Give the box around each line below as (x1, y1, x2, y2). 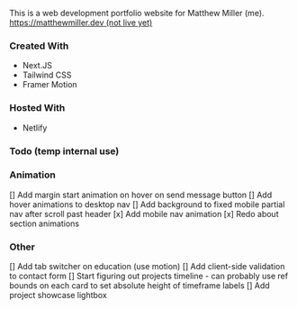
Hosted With (9, 102, 66, 114)
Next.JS (22, 60, 52, 71)
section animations (9, 218, 79, 229)
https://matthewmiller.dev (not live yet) (9, 17, 153, 28)
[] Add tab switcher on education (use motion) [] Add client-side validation (9, 261, 285, 272)
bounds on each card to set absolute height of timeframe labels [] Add (9, 280, 270, 291)
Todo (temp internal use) (9, 144, 120, 157)
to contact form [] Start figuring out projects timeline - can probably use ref (9, 270, 289, 282)
